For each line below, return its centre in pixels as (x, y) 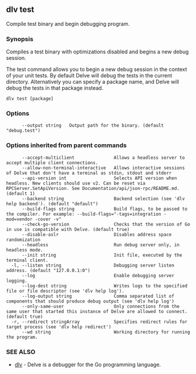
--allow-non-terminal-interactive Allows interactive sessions (103, 168)
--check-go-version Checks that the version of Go (106, 224)
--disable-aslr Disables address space (97, 234)
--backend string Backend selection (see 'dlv (103, 199)
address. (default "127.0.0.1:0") (48, 270)
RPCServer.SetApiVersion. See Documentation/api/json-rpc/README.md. (93, 188)
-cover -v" (48, 219)
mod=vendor (19, 219)
